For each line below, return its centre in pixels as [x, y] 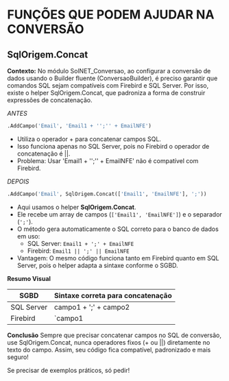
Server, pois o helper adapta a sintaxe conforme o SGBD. [97, 265]
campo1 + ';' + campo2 [92, 307]
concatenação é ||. [44, 153]
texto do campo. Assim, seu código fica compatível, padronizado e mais [109, 349]
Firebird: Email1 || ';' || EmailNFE [78, 251]
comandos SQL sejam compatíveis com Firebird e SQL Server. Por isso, [108, 85]
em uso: [28, 236]
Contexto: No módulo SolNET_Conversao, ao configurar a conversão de [109, 71]
